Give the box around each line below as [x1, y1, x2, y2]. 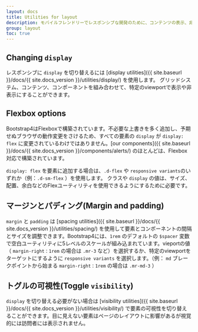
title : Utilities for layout [6, 14, 78, 20]
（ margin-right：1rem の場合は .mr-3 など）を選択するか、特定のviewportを [6, 247, 192, 254]
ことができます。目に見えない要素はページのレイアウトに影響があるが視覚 [11, 313, 192, 320]
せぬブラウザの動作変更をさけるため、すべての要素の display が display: [6, 132, 184, 139]
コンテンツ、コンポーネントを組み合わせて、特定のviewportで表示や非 [21, 83, 192, 90]
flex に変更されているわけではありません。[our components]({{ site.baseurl [6, 139, 190, 147]
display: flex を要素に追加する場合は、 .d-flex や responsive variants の [6, 167, 186, 174]
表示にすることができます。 [6, 91, 73, 98]
